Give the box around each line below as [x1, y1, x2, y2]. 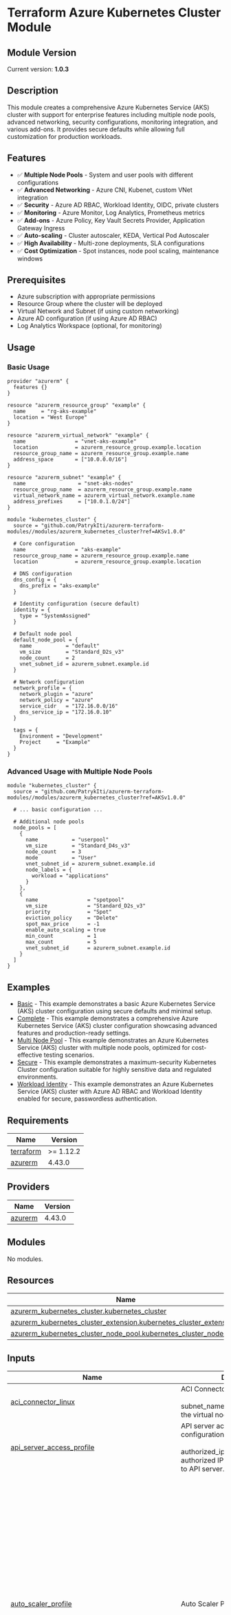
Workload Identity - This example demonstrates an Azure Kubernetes [16, 1080, 214, 1088]
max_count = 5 [25, 938, 97, 946]
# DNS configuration [13, 571, 72, 578]
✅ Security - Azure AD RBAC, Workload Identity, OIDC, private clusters [16, 201, 219, 209]
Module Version [7, 47, 77, 58]
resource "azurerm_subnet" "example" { [7, 474, 122, 481]
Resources [7, 1275, 54, 1286]
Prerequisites [7, 274, 66, 286]
